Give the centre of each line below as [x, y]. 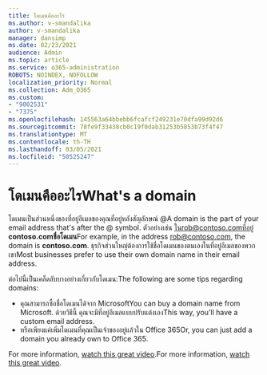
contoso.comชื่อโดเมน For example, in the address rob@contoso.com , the [127, 237]
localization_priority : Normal [60, 82]
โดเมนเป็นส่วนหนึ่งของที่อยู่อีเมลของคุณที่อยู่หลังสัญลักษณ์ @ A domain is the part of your [133, 219]
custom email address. [57, 322]
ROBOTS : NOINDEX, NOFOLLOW [53, 75]
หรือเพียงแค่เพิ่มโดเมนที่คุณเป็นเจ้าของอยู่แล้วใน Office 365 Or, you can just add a [136, 330]
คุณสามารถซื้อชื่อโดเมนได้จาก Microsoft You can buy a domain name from [130, 303]
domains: [24, 288]
